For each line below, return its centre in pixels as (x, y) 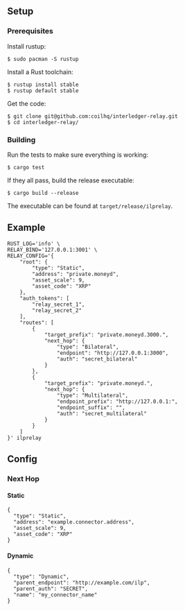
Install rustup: (27, 46)
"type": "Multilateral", (92, 395)
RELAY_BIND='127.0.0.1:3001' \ (52, 250)
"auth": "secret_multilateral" (102, 413)
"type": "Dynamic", (42, 576)
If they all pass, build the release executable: (71, 180)
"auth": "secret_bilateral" (97, 359)
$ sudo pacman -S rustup (43, 59)
